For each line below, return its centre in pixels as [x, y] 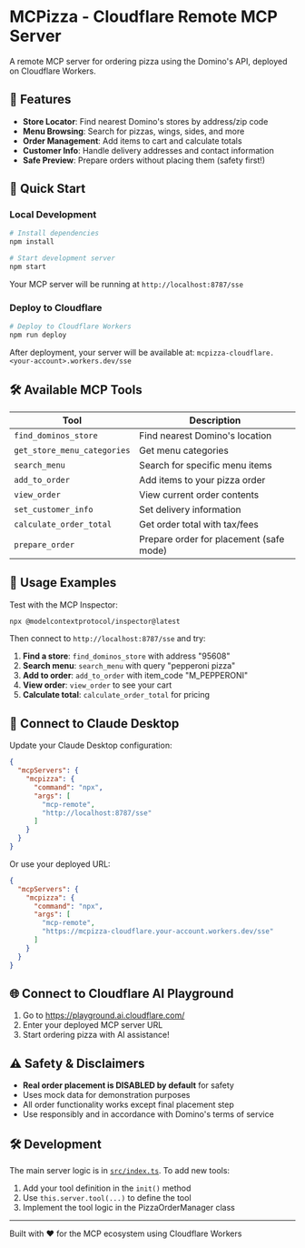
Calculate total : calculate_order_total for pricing [116, 695]
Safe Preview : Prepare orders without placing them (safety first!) [144, 160]
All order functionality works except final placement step [128, 1105]
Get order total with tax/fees [199, 524]
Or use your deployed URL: [60, 864]
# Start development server [63, 258]
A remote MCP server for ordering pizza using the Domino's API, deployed [148, 61]
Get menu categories [184, 450]
